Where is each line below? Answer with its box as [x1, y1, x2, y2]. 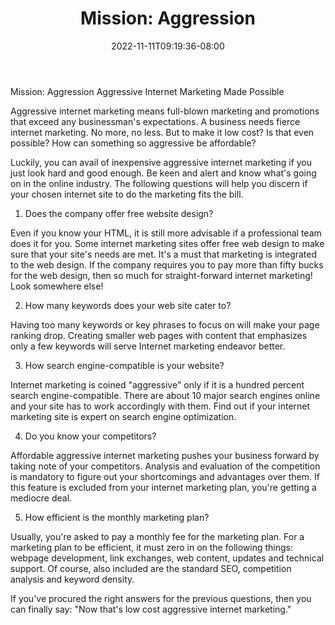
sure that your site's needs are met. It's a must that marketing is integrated [10, 248, 318, 260]
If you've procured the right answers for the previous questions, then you [10, 592, 312, 604]
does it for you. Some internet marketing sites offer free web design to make [10, 237, 325, 249]
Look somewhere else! [10, 280, 104, 292]
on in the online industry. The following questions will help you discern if [10, 177, 308, 189]
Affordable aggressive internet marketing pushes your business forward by [10, 449, 320, 461]
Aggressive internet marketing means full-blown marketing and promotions [10, 105, 320, 117]
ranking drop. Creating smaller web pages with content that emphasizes [10, 329, 308, 341]
